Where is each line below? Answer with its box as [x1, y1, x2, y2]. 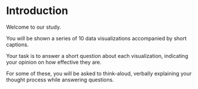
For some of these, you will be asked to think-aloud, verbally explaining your [6, 70, 192, 77]
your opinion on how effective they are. [6, 59, 102, 66]
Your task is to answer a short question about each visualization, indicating [6, 52, 189, 59]
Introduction [6, 4, 69, 18]
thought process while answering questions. [6, 76, 114, 83]
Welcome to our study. [6, 23, 61, 30]
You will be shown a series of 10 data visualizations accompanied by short [6, 35, 187, 42]
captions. [6, 41, 29, 48]
